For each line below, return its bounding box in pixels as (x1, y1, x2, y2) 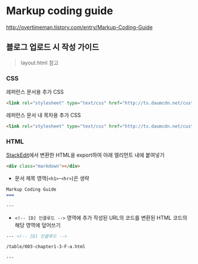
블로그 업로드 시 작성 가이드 (6, 43, 99, 53)
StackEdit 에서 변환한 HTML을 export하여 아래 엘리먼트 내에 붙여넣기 (6, 152, 165, 159)
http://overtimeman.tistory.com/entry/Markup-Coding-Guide (6, 24, 153, 31)
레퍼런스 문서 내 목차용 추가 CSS (6, 111, 81, 119)
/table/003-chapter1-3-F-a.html (6, 244, 85, 250)
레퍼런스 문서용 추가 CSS (6, 89, 64, 96)
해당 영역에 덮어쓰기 (14, 221, 61, 229)
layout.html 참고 (20, 59, 59, 66)
